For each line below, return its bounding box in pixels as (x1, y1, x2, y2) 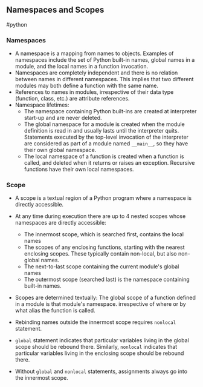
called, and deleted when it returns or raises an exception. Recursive (24, 159, 195, 167)
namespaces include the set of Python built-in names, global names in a (14, 56, 195, 64)
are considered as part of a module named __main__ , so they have (24, 140, 188, 147)
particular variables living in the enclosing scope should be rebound (14, 349, 184, 357)
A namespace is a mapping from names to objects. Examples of (14, 50, 174, 57)
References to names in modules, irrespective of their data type (14, 88, 174, 96)
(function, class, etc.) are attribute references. (14, 95, 130, 102)
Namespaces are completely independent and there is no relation (14, 69, 178, 76)
